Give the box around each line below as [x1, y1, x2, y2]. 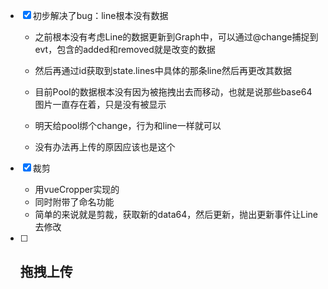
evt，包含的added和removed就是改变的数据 [34, 44, 216, 55]
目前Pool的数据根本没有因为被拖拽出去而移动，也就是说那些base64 [34, 86, 313, 98]
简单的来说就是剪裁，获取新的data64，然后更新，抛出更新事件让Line [34, 209, 319, 220]
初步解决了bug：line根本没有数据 [32, 10, 169, 21]
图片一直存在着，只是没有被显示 [34, 99, 167, 110]
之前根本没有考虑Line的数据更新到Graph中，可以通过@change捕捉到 [34, 31, 319, 43]
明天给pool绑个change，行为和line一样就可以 [34, 120, 222, 131]
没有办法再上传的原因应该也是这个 [34, 141, 176, 153]
